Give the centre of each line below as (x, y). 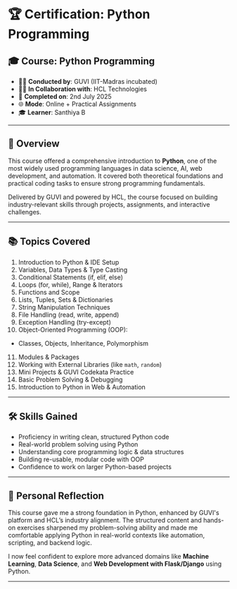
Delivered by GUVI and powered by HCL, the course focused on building (113, 197)
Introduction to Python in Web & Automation (82, 387)
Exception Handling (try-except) (65, 322)
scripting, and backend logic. (50, 543)
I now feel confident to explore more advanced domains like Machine (109, 557)
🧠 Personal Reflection (56, 496)
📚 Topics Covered (49, 242)
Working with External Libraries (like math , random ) (90, 364)
